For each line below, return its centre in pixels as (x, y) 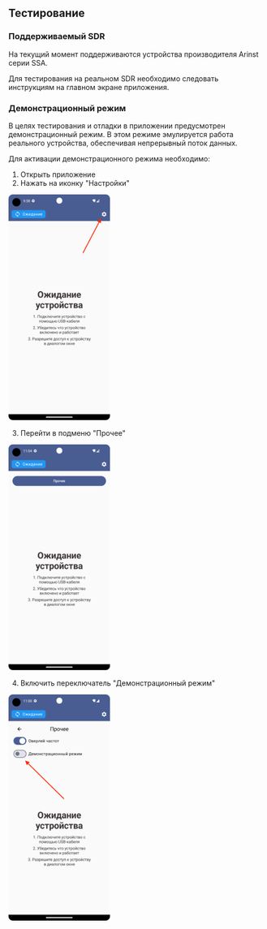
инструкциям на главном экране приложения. (89, 87)
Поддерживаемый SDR (57, 37)
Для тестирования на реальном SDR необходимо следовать (114, 78)
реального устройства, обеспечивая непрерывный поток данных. (123, 143)
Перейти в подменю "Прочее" (73, 433)
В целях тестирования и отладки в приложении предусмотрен (117, 126)
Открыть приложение (58, 174)
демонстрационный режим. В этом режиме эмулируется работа (121, 134)
